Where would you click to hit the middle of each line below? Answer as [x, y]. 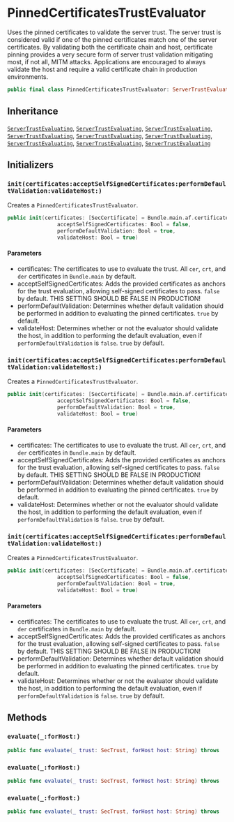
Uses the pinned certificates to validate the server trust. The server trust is [114, 32]
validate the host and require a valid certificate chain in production [102, 69]
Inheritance [33, 111]
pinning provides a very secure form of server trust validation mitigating [110, 54]
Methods [27, 718]
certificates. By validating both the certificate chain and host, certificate [110, 47]
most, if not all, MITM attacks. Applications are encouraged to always [107, 61]
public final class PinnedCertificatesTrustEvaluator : [88, 89]
